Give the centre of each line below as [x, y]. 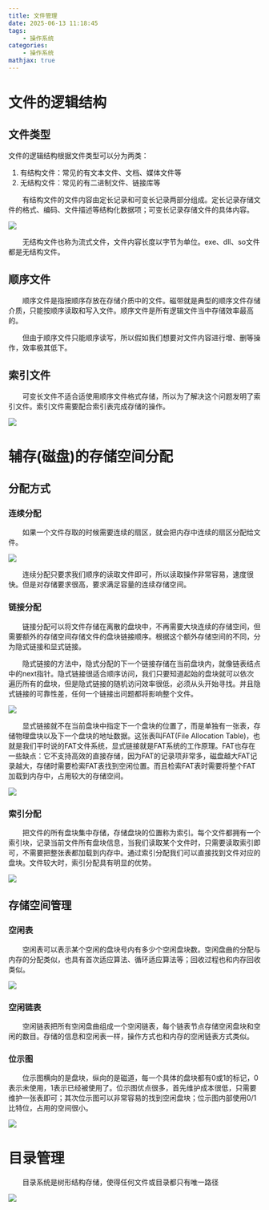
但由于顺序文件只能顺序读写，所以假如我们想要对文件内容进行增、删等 [138, 337]
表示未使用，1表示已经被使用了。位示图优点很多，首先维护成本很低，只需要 [132, 1088]
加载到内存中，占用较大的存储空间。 [68, 776]
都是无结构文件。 [36, 252]
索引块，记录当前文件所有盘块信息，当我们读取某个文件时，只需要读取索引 [131, 843]
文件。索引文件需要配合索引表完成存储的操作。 [92, 406]
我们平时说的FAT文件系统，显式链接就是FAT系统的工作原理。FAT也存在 [139, 745]
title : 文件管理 [33, 16]
